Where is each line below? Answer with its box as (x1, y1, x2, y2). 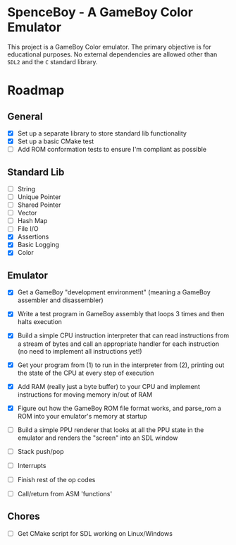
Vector (17, 209, 37, 217)
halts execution (17, 318, 62, 326)
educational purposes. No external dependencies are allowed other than (7, 50, 218, 59)
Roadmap (7, 83, 65, 99)
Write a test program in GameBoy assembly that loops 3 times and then (17, 310, 225, 318)
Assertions (17, 232, 49, 241)
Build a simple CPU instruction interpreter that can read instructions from (17, 331, 230, 340)
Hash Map (17, 217, 48, 225)
